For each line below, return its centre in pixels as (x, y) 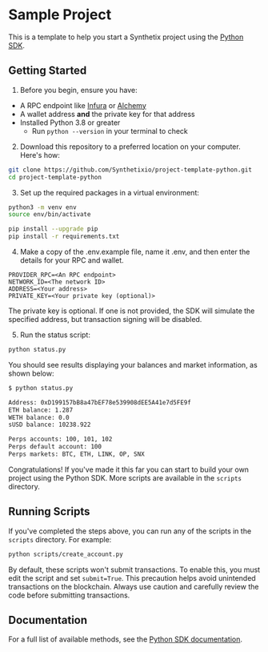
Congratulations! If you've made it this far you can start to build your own (129, 469)
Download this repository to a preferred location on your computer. (130, 147)
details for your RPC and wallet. (72, 260)
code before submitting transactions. (69, 595)
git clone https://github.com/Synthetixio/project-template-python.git (130, 170)
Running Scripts (49, 511)
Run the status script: (55, 335)
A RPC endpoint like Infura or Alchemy (83, 105)
